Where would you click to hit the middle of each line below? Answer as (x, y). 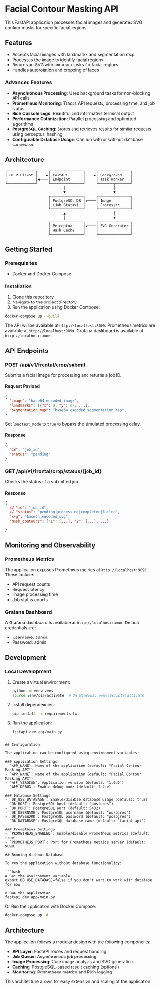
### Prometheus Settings (30, 829)
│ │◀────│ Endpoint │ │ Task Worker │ (69, 179)
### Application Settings (31, 762)
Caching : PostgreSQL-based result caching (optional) (65, 967)
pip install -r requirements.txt (46, 714)
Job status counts (30, 599)
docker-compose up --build (32, 316)
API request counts (31, 584)
